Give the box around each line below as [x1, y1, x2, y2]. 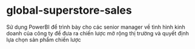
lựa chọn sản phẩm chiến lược [6, 36, 82, 43]
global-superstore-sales [6, 4, 132, 17]
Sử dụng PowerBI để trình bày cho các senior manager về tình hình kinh [6, 23, 186, 30]
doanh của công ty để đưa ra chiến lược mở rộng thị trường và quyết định [6, 29, 189, 36]
